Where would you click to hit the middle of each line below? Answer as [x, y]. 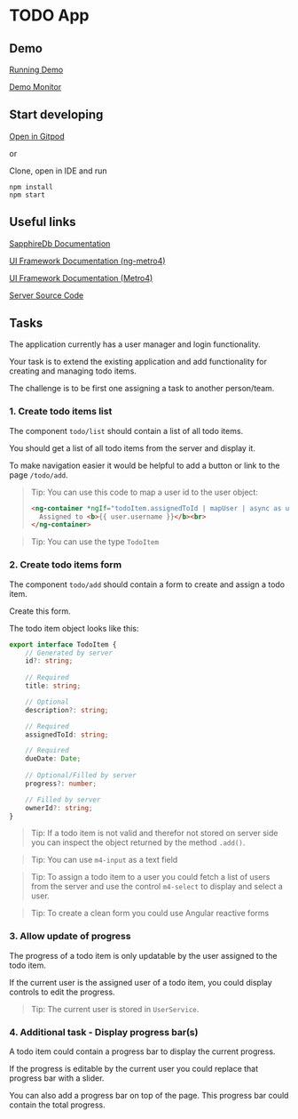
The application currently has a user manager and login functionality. [135, 344]
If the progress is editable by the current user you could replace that [134, 1069]
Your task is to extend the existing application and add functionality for [138, 362]
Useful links [43, 222]
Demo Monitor [35, 87]
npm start [27, 195]
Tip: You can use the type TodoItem [95, 542]
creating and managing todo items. [73, 371]
